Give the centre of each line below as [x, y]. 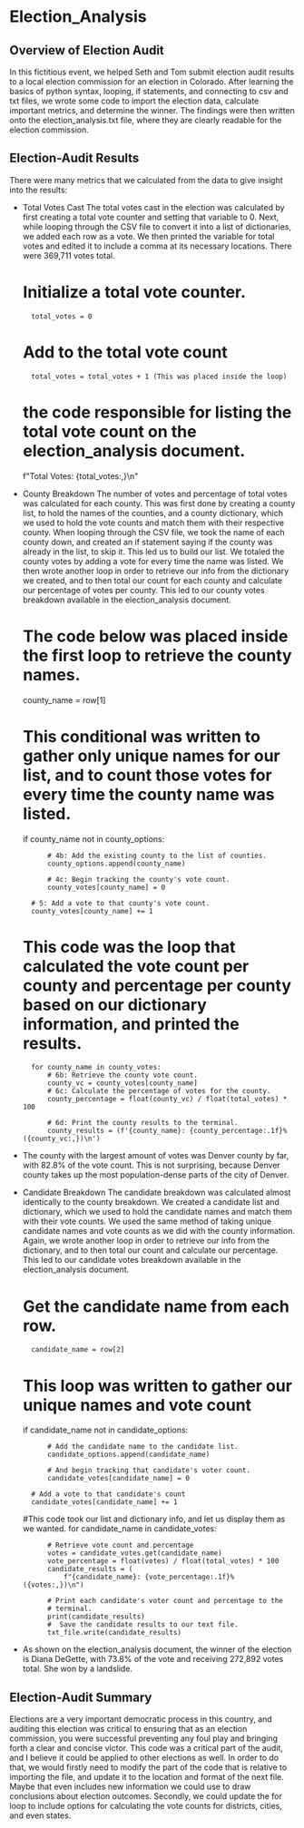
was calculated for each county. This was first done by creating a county [159, 503]
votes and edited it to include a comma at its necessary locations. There [157, 246]
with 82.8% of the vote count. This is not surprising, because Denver [152, 1165]
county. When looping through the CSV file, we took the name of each [153, 532]
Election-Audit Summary [81, 1697]
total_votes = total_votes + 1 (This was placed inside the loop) [159, 376]
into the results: [39, 190]
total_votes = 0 [62, 316]
